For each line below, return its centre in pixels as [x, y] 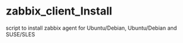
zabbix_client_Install [59, 11]
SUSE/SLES [21, 34]
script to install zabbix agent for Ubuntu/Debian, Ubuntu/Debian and [91, 28]
